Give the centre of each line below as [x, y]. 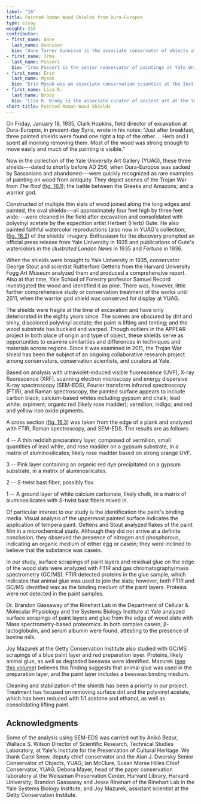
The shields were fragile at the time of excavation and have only [85, 310]
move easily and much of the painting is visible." [66, 149]
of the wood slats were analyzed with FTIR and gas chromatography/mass [98, 568]
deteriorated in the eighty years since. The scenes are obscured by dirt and [99, 316]
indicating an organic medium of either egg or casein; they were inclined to [99, 544]
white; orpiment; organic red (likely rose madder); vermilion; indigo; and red [99, 404]
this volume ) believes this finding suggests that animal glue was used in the [99, 668]
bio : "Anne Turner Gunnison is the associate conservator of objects [100, 51]
